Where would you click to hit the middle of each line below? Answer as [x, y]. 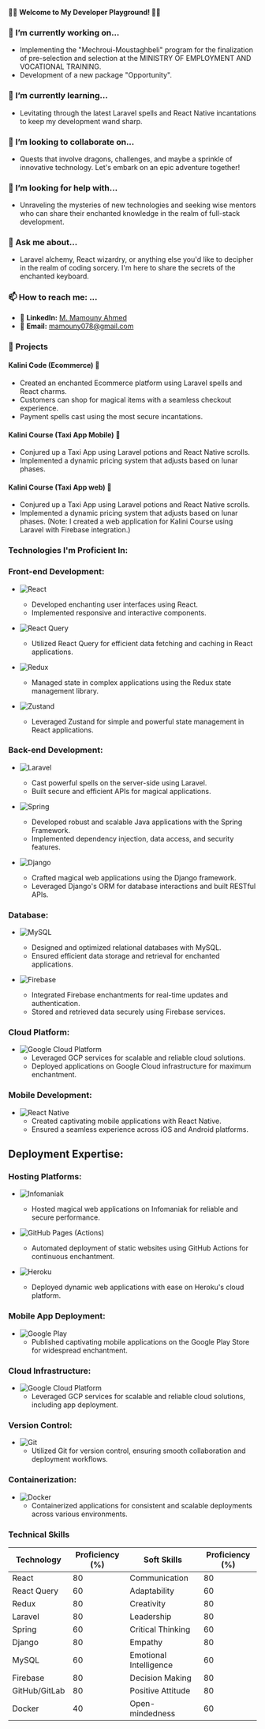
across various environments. [79, 1514]
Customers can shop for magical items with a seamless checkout [125, 399]
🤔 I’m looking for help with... [63, 187]
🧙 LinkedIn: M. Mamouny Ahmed [73, 317]
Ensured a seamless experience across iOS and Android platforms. [140, 1129]
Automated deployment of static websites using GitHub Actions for [140, 1248]
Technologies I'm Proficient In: [68, 550]
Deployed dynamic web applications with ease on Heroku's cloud [138, 1287]
